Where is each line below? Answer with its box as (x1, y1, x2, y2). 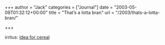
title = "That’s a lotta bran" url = (49, 9, 115, 15)
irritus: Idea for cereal (5, 34, 50, 40)
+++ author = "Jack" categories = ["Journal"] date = (5, 4, 113, 10)
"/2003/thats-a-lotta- (115, 9, 160, 15)
